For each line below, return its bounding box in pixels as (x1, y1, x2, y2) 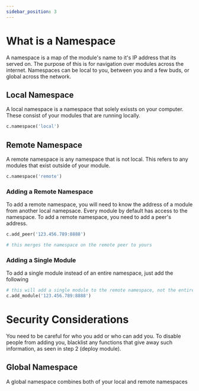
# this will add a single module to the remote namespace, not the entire (6, 287, 195, 294)
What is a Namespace (6, 34, 116, 47)
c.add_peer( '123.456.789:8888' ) (6, 231, 86, 237)
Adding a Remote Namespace (6, 187, 94, 196)
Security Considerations (6, 313, 129, 326)
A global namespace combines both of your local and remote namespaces (6, 378, 188, 385)
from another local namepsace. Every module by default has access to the (6, 207, 188, 214)
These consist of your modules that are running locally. (6, 112, 141, 119)
